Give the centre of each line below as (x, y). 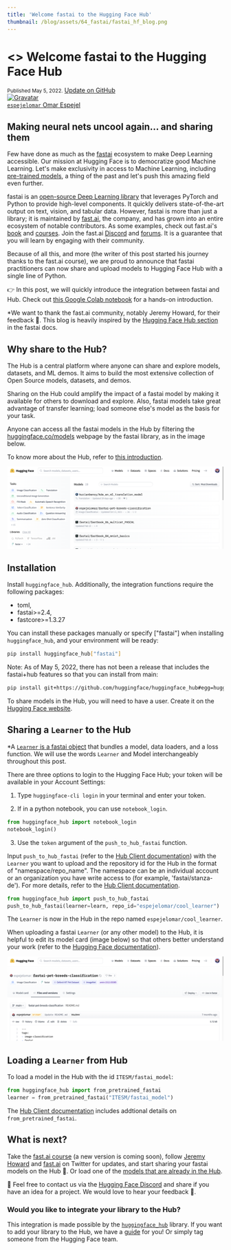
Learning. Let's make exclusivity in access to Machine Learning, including (112, 169)
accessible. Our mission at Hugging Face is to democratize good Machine (112, 161)
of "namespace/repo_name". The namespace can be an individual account (113, 871)
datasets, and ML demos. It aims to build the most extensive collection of (111, 373)
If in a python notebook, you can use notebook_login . (92, 809)
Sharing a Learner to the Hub (69, 730)
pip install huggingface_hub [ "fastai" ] (64, 654)
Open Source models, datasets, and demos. (69, 381)
